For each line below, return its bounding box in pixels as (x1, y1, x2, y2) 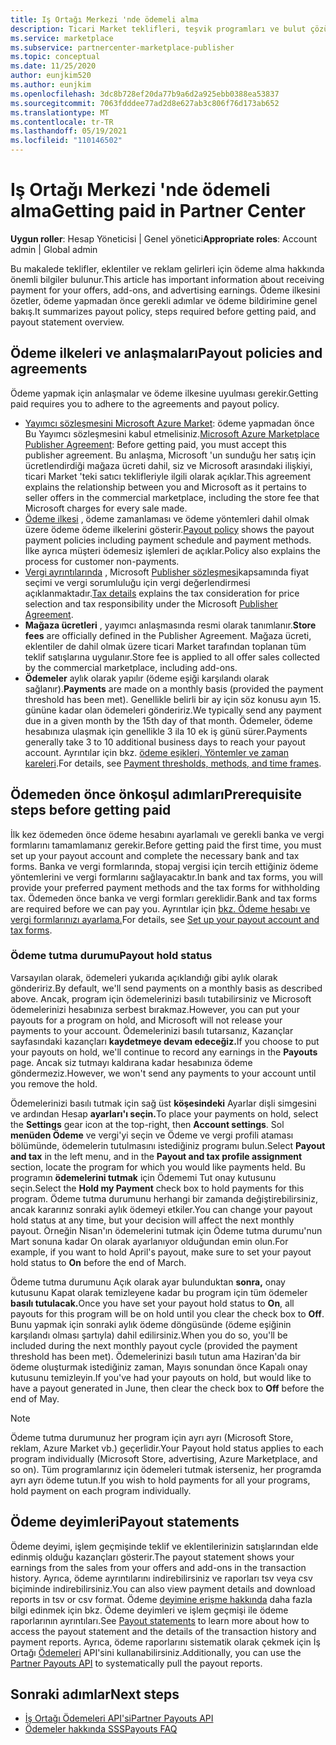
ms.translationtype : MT (10, 107, 110, 118)
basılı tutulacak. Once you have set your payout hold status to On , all (10, 1297, 295, 1309)
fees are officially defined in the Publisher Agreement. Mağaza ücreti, (24, 629, 312, 641)
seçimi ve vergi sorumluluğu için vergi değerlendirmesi (24, 576, 251, 588)
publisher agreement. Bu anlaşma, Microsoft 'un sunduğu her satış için (24, 449, 317, 461)
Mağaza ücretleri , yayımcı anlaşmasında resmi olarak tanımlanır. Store (24, 619, 317, 631)
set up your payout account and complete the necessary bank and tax (10, 849, 300, 861)
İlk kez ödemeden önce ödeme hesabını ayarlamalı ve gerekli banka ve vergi (10, 828, 325, 840)
